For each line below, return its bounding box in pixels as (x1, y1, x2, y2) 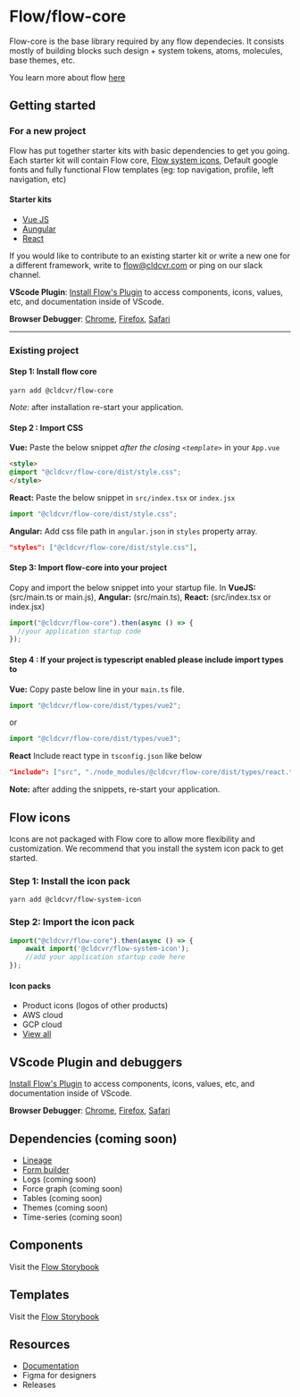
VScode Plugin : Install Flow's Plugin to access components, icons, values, (9, 286, 284, 297)
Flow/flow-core (9, 6, 127, 27)
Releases (21, 1379, 56, 1391)
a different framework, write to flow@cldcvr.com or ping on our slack (9, 259, 263, 270)
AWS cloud (21, 1010, 64, 1021)
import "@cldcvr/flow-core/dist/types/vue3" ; (9, 735, 181, 744)
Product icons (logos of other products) (21, 1000, 169, 1011)
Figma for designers (21, 1370, 96, 1381)
